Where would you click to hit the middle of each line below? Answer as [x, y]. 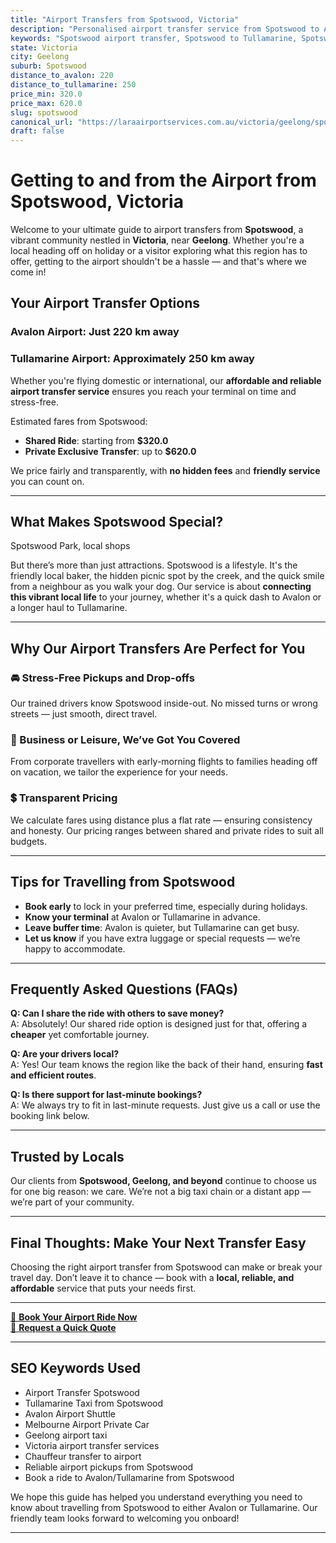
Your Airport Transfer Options [105, 303]
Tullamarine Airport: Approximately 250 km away [132, 359]
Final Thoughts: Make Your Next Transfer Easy [158, 1242]
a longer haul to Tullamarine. [69, 608]
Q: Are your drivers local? [65, 1054]
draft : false [37, 131]
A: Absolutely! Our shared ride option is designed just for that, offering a [159, 1024]
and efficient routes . [53, 1075]
